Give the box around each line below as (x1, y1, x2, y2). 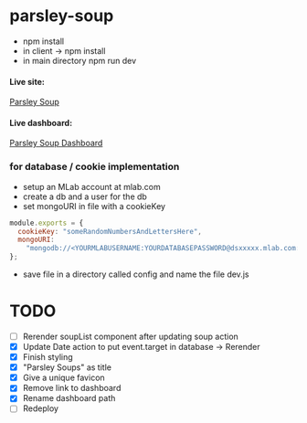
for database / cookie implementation (9, 161, 180, 174)
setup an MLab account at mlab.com (22, 181, 162, 192)
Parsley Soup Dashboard (9, 138, 103, 149)
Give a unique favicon (22, 372, 105, 384)
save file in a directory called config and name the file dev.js (22, 269, 249, 280)
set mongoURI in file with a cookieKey (22, 200, 166, 211)
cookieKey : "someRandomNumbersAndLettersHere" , (17, 227, 203, 236)
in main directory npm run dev (22, 55, 137, 66)
